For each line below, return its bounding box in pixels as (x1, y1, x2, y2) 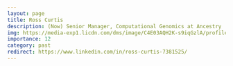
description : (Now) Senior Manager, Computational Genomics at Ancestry (7, 23, 222, 30)
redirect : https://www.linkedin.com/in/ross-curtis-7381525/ (7, 49, 188, 56)
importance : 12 (7, 36, 51, 43)
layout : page (7, 10, 45, 17)
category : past (7, 42, 51, 49)
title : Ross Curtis (7, 16, 64, 23)
